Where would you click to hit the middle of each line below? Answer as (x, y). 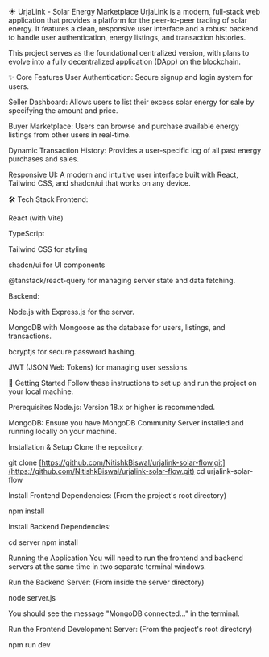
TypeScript (27, 234)
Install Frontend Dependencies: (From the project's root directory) (118, 495)
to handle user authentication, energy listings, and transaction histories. (127, 37)
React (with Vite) (36, 218)
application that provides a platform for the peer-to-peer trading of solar (128, 20)
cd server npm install (43, 542)
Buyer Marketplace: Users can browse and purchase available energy (124, 126)
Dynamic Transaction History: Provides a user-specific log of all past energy (135, 150)
